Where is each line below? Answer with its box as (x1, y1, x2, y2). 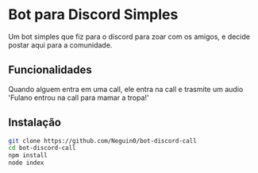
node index (8, 159, 44, 167)
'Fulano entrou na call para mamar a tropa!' (8, 93, 149, 102)
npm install (8, 152, 48, 160)
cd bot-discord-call (8, 144, 77, 152)
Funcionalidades (8, 63, 93, 77)
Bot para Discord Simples (8, 6, 179, 24)
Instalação (8, 116, 62, 129)
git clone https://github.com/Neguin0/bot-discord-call (8, 136, 197, 144)
